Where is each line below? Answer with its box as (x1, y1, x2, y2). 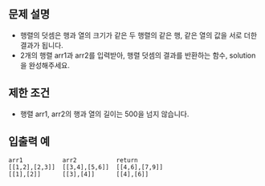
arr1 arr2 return (8, 156, 138, 164)
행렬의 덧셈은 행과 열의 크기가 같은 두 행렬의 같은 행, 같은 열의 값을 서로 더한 (19, 30, 258, 40)
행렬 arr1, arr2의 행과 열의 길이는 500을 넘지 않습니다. (19, 109, 190, 119)
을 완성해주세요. (19, 60, 70, 70)
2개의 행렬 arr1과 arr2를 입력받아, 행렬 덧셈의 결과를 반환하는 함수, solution (19, 51, 256, 60)
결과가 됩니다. (19, 40, 64, 50)
